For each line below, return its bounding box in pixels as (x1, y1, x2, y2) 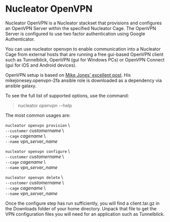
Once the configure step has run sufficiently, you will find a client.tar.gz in (5, 200, 160, 206)
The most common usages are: (5, 112, 71, 118)
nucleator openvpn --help (17, 102, 72, 108)
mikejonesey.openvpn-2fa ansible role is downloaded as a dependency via (5, 77, 162, 83)
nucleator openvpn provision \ (5, 122, 70, 128)
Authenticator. (5, 36, 35, 42)
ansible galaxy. (5, 82, 37, 89)
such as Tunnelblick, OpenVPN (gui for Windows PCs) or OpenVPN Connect (5, 56, 165, 62)
